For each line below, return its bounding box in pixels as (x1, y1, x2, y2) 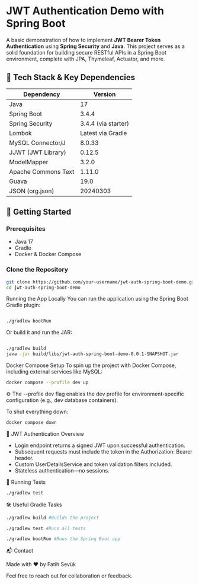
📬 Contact (6, 547, 34, 554)
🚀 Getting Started (6, 207, 72, 217)
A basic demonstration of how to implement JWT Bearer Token (6, 36, 161, 43)
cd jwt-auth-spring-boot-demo (6, 285, 81, 291)
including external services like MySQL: (6, 368, 102, 375)
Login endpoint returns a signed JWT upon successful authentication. (14, 442, 185, 449)
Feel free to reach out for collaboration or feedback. (6, 572, 133, 579)
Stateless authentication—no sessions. (14, 467, 110, 474)
